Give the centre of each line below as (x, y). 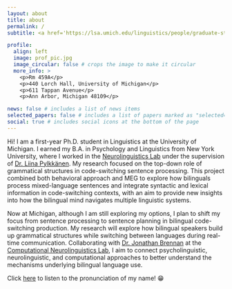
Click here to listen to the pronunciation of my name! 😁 (86, 278)
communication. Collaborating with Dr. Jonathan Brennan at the (111, 243)
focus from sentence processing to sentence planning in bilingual (100, 221)
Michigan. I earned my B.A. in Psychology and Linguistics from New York (111, 148)
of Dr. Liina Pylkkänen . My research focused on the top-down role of (105, 163)
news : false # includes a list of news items (74, 109)
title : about (26, 20)
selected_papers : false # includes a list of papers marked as (100, 116)
